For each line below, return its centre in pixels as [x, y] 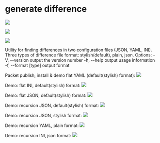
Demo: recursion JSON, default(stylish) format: [52, 105]
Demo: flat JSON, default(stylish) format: [46, 95]
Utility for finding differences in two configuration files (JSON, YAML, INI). [79, 50]
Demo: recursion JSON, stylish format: [44, 115]
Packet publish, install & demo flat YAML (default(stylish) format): [70, 75]
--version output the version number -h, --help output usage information [82, 60]
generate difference [46, 9]
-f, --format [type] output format [37, 65]
